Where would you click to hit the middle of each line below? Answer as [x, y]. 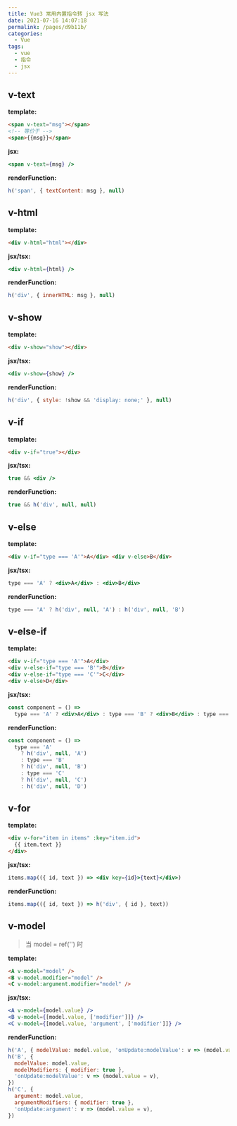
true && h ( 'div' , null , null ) [52, 505]
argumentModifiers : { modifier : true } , [74, 1102]
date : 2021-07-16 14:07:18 [47, 20]
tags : [16, 47]
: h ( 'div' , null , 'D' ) [54, 786]
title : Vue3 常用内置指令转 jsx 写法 [58, 14]
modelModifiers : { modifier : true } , [70, 1070]
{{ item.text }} [38, 845]
